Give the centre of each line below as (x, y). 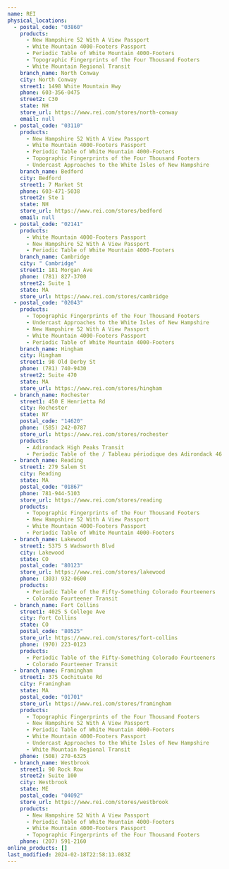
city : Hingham (41, 355)
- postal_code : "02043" (48, 303)
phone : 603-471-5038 (50, 191)
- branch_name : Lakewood (50, 539)
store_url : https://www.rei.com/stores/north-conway (99, 112)
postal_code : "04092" (51, 796)
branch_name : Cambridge (55, 257)
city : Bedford (41, 178)
